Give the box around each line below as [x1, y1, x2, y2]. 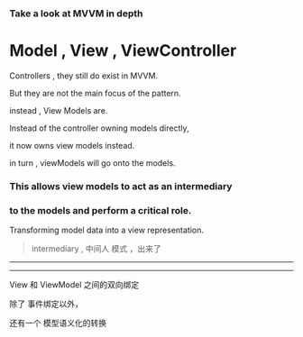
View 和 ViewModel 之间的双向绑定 [9, 279, 140, 290]
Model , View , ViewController [9, 41, 237, 61]
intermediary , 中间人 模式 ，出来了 [31, 243, 161, 254]
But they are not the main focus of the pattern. [9, 87, 182, 98]
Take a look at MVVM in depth [9, 7, 143, 20]
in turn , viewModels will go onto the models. [9, 157, 176, 168]
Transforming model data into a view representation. [9, 224, 205, 236]
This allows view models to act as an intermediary [9, 179, 233, 192]
